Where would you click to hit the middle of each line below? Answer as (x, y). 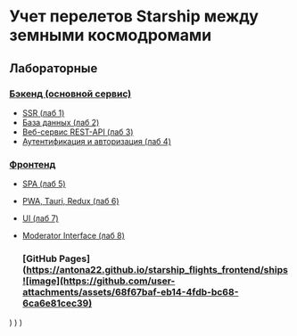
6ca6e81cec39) (57, 303)
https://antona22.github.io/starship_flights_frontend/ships (157, 270)
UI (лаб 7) (41, 218)
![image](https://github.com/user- (99, 281)
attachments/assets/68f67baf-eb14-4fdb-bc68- (130, 292)
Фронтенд (33, 164)
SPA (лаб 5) (44, 184)
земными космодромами (111, 35)
